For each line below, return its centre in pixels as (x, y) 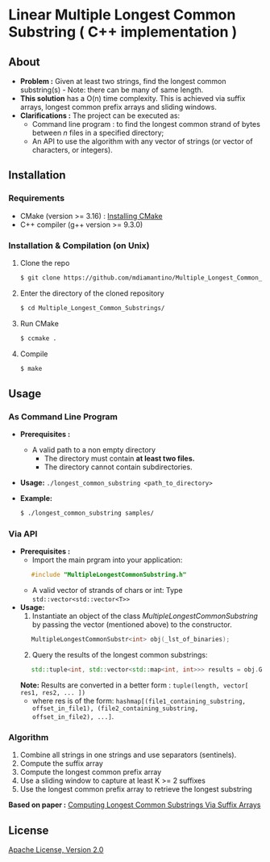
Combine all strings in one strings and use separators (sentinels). (128, 755)
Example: (36, 498)
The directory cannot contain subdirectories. (118, 467)
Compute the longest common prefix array (91, 772)
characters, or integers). (72, 150)
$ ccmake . (38, 338)
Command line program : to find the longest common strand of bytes (146, 124)
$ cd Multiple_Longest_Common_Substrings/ (92, 308)
